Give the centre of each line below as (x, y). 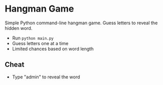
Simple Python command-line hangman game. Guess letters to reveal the (81, 23)
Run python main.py (33, 38)
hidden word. (19, 28)
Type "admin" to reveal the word (46, 77)
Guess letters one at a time (40, 43)
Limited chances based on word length (53, 49)
